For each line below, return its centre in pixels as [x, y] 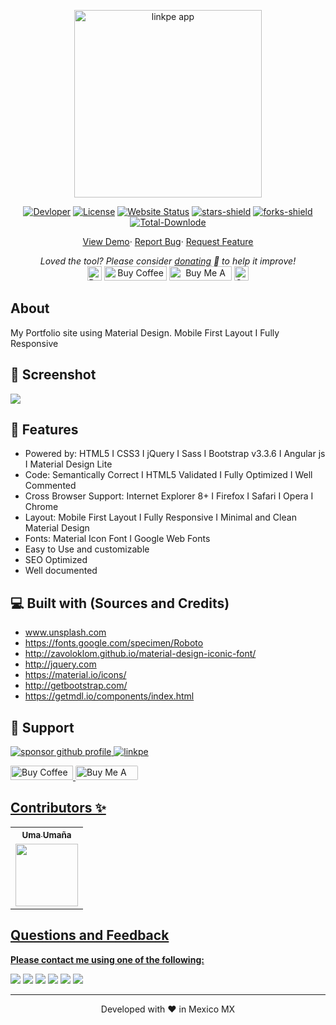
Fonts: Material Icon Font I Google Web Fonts [117, 539]
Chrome [41, 507]
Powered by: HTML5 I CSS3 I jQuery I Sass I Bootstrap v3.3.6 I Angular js [175, 454]
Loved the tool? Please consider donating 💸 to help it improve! [168, 261]
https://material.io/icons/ [75, 675]
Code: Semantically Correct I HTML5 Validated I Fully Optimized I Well [168, 475]
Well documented [61, 571]
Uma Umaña [46, 834]
